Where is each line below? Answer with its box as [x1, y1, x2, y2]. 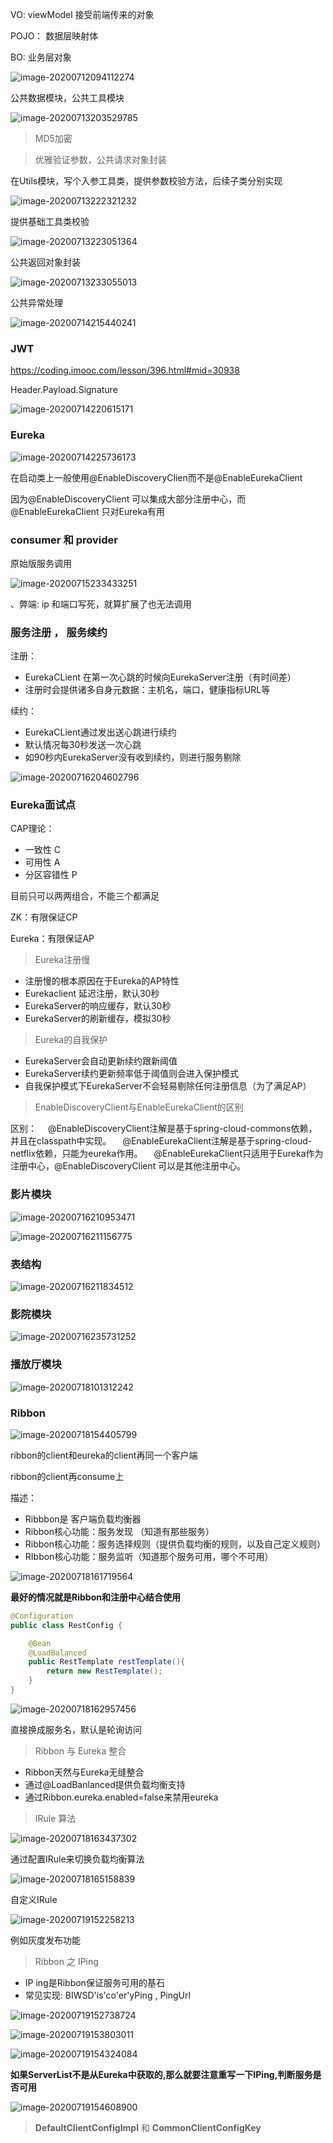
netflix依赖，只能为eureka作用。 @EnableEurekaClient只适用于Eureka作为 [10, 1148, 324, 1160]
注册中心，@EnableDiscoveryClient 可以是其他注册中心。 [10, 1160, 247, 1172]
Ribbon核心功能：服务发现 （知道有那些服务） [24, 1525, 215, 1537]
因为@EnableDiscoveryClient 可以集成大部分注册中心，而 [10, 493, 247, 505]
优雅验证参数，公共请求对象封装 [34, 154, 167, 165]
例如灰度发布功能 [10, 1934, 81, 1946]
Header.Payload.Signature [10, 384, 118, 396]
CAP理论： [10, 823, 55, 835]
